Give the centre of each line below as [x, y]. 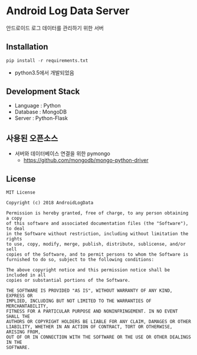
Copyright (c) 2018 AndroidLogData [50, 203]
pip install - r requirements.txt [47, 60]
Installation [27, 47]
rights [14, 239]
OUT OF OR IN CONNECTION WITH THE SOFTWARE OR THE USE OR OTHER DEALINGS [99, 337]
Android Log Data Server [68, 11]
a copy [14, 219]
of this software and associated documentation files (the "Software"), [97, 224]
